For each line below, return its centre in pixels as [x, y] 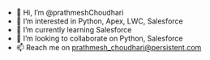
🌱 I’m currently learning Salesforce [74, 30]
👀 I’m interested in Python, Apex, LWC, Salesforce [100, 21]
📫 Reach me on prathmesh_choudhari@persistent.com [109, 47]
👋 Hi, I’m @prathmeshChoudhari [70, 13]
